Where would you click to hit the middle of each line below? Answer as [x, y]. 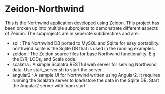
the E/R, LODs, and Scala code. [44, 59]
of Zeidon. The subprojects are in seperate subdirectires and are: [72, 33]
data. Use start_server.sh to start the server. [58, 70]
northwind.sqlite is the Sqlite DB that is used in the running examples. [83, 48]
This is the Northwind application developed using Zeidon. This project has [82, 23]
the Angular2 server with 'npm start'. [50, 85]
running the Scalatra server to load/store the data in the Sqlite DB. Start [85, 80]
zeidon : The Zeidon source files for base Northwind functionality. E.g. [84, 54]
